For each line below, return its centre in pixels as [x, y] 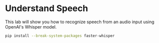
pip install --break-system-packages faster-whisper [60, 36]
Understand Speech [46, 8]
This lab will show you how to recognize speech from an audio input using [80, 22]
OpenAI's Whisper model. [31, 27]
